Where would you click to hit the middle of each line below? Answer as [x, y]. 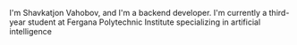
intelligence [30, 31]
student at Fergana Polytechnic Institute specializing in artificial [144, 22]
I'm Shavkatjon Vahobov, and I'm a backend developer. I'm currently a [138, 13]
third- [279, 13]
